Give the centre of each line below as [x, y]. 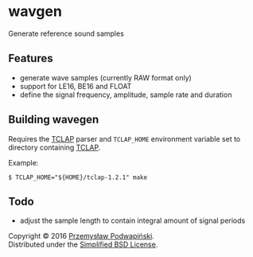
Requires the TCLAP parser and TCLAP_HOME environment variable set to [125, 138]
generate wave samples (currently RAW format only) [106, 77]
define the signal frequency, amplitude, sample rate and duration [126, 95]
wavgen [35, 12]
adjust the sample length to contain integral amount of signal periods [132, 220]
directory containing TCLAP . [54, 147]
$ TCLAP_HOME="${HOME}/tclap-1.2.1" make [78, 177]
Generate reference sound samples [66, 33]
